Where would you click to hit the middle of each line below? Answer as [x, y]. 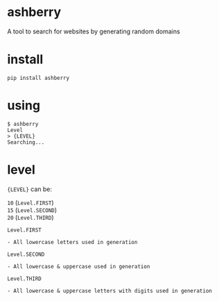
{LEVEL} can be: [30, 189]
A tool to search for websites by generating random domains [94, 31]
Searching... [26, 142]
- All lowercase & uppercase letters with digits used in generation [110, 291]
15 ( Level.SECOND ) [32, 210]
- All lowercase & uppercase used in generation [79, 266]
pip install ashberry [38, 78]
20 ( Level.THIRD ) [30, 217]
